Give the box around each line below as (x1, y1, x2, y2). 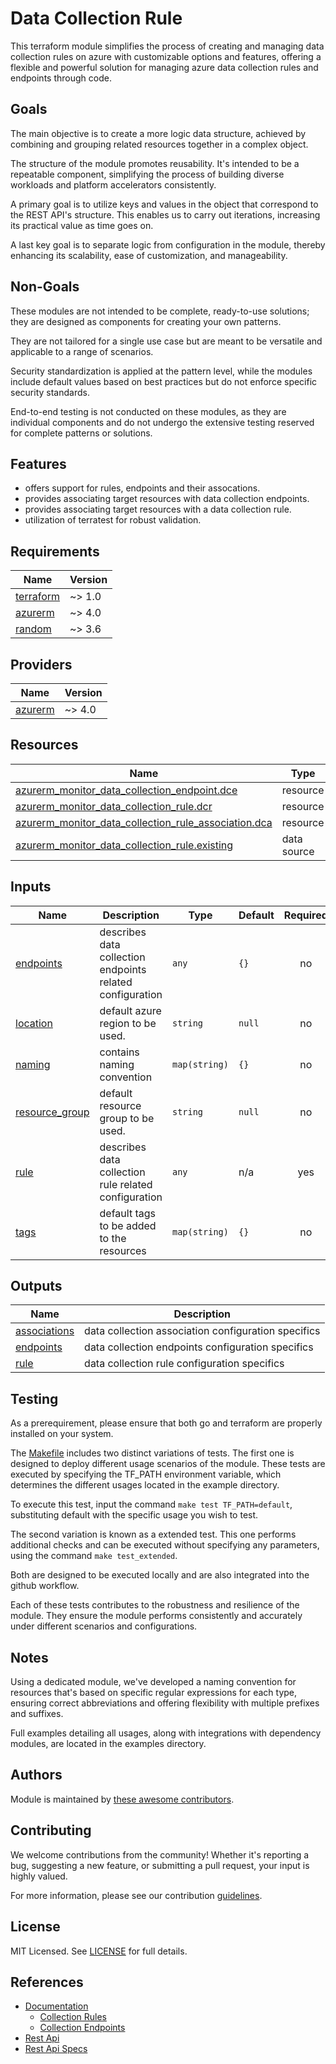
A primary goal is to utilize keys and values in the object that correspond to (10, 198, 319, 210)
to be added (99, 1218, 157, 1232)
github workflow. (10, 1580, 80, 1592)
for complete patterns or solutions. (10, 427, 153, 439)
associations (15, 1324, 75, 1338)
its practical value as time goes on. (10, 219, 154, 231)
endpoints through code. (10, 72, 112, 84)
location (15, 1016, 53, 1030)
